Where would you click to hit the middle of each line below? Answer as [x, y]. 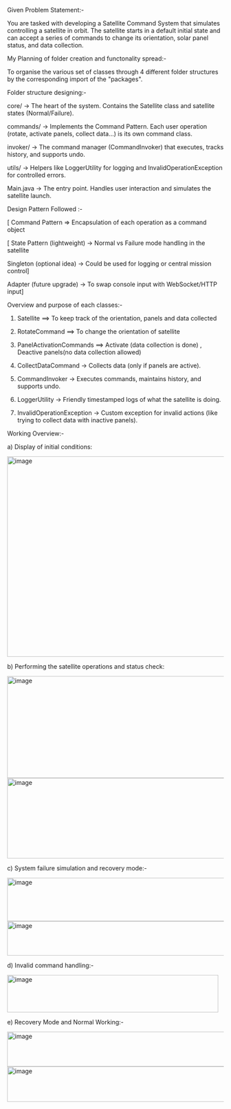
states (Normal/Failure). [41, 113]
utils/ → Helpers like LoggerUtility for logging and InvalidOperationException [115, 168]
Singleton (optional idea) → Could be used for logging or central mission [109, 263]
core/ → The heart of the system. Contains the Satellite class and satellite [111, 106]
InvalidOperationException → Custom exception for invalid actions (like [117, 413]
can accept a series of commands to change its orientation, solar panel [108, 38]
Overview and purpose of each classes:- [65, 305]
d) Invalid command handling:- [51, 965]
